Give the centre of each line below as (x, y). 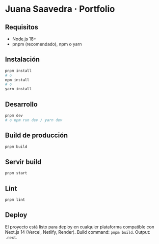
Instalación (23, 60)
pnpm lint (15, 199)
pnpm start (16, 173)
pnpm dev (14, 116)
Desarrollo (21, 104)
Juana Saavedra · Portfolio (60, 9)
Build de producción (37, 135)
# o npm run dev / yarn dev (34, 120)
